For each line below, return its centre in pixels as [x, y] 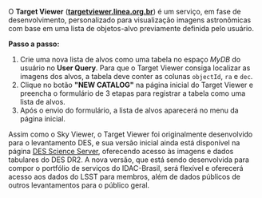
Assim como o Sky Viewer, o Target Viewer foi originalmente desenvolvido [131, 134]
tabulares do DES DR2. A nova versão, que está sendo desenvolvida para [129, 160]
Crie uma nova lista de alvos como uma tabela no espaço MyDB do [130, 59]
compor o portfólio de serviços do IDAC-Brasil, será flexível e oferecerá [126, 168]
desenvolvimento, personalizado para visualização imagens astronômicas [130, 20]
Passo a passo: [34, 44]
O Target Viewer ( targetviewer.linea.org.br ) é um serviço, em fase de [125, 12]
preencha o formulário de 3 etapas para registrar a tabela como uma [133, 93]
